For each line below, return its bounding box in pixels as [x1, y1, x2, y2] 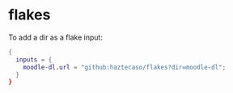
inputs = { [15, 55, 53, 64]
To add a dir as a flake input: [8, 32, 104, 42]
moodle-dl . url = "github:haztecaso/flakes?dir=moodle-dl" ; [23, 63, 227, 71]
